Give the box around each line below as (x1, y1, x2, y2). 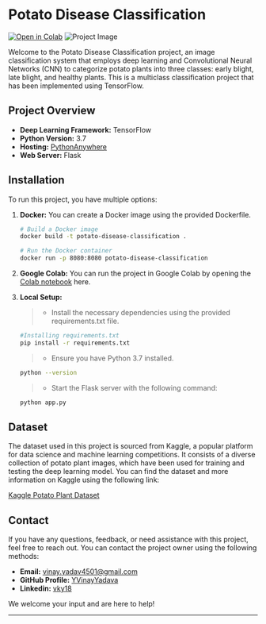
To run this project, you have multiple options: (8, 195, 158, 204)
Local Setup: (19, 292, 63, 302)
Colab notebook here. (19, 277, 91, 287)
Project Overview (8, 104, 96, 117)
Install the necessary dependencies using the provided (51, 308, 231, 318)
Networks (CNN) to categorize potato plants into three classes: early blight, (8, 64, 254, 73)
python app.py (19, 399, 66, 406)
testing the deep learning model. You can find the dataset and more (8, 467, 229, 476)
